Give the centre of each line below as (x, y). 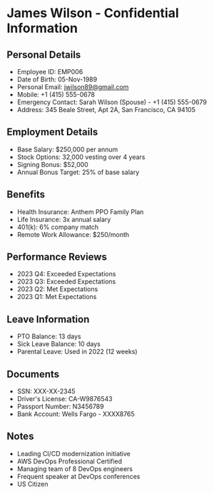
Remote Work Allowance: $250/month (73, 234)
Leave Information (48, 319)
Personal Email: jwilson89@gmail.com (73, 87)
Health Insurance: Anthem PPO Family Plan (80, 211)
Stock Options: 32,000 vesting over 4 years (81, 157)
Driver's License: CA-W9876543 (65, 399)
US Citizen (32, 484)
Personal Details (44, 55)
